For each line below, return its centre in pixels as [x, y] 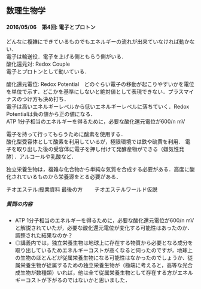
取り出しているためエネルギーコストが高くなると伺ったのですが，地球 [101, 250]
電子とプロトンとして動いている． [48, 71]
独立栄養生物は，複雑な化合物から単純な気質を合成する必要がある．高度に [98, 169]
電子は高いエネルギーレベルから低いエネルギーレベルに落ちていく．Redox [98, 106]
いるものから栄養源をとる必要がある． [74, 176]
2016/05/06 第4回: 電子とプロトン [51, 27]
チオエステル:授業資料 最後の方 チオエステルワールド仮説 [82, 189]
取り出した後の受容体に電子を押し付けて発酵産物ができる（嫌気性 [98, 149]
